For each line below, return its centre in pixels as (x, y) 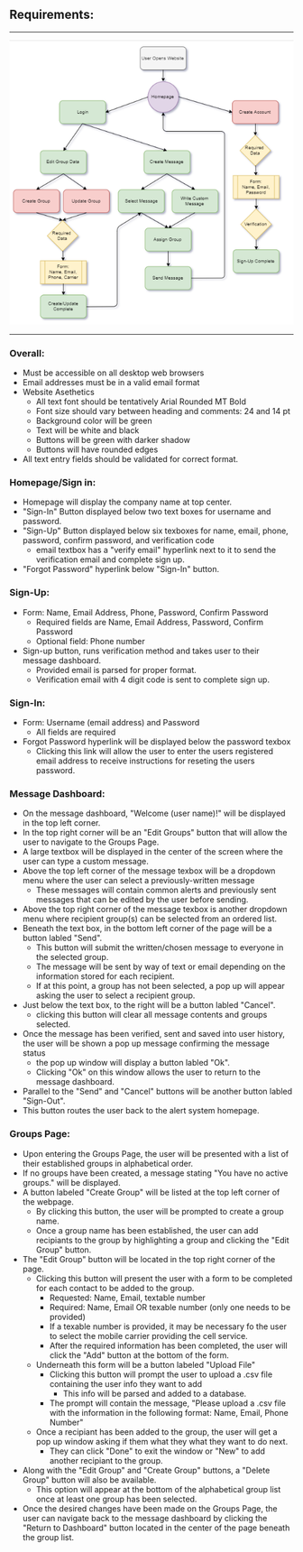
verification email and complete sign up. (110, 559)
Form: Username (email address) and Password (111, 722)
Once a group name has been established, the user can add (147, 1230)
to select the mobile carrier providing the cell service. (148, 1335)
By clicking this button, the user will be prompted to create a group (160, 1211)
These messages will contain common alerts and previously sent (156, 890)
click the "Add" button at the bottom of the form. (139, 1355)
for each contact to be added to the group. (115, 1288)
